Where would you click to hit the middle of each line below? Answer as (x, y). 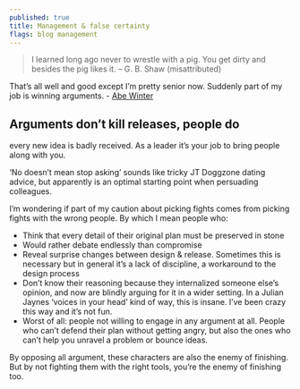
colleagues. (30, 191)
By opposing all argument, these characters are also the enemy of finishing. (149, 358)
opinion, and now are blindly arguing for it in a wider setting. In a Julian (153, 292)
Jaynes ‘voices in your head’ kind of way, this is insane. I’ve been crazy (154, 302)
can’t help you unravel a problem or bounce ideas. (115, 340)
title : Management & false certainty (80, 26)
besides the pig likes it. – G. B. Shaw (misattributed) (126, 69)
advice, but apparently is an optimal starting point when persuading (134, 182)
